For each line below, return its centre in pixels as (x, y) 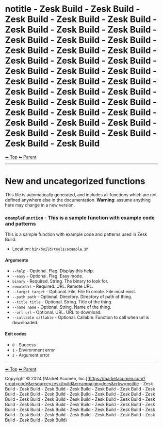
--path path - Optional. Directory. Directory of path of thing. (72, 297)
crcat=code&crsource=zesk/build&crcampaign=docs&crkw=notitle (72, 384)
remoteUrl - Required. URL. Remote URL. (53, 286)
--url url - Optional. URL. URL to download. (57, 312)
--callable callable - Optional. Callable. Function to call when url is (81, 317)
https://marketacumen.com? (117, 378)
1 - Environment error (33, 350)
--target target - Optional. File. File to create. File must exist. (74, 292)
